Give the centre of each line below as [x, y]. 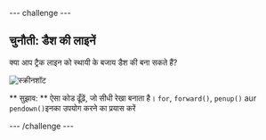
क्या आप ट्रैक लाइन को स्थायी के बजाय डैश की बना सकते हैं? [93, 62]
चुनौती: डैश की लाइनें [52, 41]
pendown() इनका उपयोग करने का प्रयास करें [73, 108]
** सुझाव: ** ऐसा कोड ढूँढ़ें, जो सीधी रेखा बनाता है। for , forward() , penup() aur [133, 98]
